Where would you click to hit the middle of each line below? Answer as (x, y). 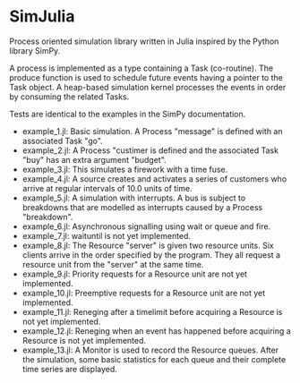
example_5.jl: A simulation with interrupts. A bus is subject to (134, 198)
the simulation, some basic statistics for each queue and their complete (154, 359)
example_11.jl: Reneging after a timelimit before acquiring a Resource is (152, 311)
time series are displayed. (70, 369)
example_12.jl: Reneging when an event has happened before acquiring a (156, 331)
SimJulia (42, 17)
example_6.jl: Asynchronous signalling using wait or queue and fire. (146, 226)
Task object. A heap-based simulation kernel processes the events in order (148, 87)
